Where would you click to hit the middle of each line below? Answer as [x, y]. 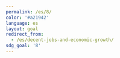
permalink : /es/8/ [29, 12]
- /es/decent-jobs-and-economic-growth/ [62, 40]
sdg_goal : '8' [24, 46]
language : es [22, 23]
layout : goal [22, 29]
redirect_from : [25, 34]
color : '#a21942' [27, 18]
